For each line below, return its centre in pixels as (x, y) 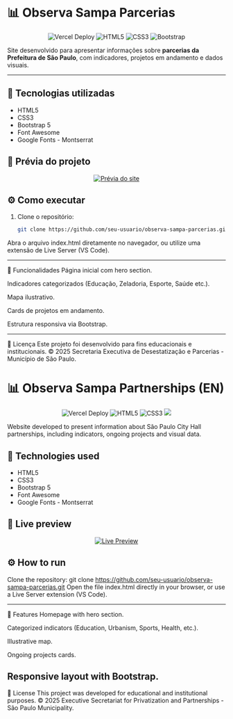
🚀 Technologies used (53, 456)
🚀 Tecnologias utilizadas (61, 94)
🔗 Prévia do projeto (49, 162)
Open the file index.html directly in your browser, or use (146, 587)
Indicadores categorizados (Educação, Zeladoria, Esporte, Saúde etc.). (109, 284)
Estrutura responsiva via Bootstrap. (58, 324)
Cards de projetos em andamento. (56, 311)
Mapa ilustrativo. (31, 297)
